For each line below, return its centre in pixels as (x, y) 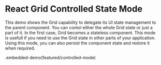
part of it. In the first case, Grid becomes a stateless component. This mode (80, 32)
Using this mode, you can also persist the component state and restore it (77, 43)
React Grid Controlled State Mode (74, 9)
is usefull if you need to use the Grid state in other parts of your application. (80, 38)
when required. (20, 48)
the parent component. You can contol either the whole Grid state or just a (79, 27)
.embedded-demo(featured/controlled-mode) (50, 57)
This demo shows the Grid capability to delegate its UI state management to (80, 22)
